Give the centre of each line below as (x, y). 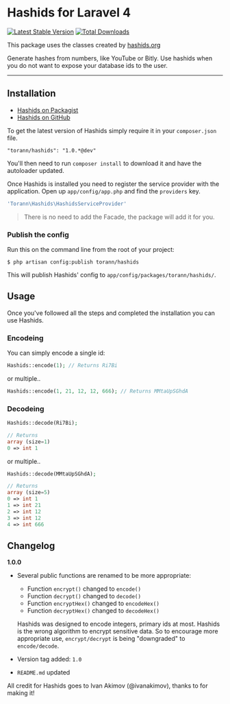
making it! (21, 693)
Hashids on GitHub (43, 117)
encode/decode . (38, 646)
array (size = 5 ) (29, 493)
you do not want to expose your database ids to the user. (87, 65)
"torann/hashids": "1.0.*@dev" (52, 150)
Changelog (31, 546)
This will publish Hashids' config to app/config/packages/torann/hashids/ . (112, 274)
